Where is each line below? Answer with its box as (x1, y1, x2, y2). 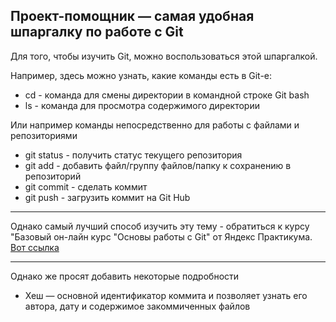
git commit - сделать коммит (24, 180, 148, 193)
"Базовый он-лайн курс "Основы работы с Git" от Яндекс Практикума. (10, 230, 313, 243)
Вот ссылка (10, 241, 60, 253)
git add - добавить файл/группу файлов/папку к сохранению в (24, 159, 292, 171)
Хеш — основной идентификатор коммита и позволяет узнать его (24, 289, 308, 301)
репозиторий (24, 170, 82, 182)
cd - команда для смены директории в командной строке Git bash (24, 89, 310, 101)
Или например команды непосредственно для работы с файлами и (10, 119, 300, 131)
